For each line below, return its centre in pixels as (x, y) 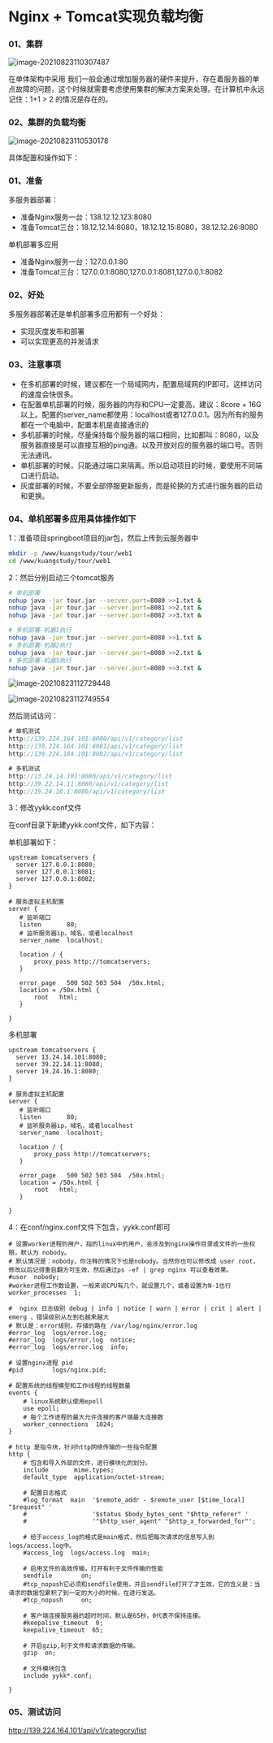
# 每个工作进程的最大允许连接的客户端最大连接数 (93, 1418)
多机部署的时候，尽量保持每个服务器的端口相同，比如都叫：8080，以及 (139, 435)
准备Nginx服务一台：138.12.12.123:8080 (86, 217)
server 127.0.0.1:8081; (56, 872)
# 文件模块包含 (45, 1669)
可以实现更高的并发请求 (59, 341)
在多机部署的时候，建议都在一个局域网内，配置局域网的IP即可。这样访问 (141, 384)
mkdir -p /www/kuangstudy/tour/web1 (70, 553)
